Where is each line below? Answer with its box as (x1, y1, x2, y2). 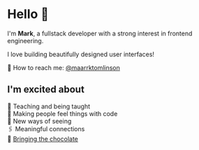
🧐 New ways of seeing (7, 117, 72, 125)
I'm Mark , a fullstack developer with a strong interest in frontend (7, 29, 193, 37)
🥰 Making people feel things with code (7, 109, 118, 117)
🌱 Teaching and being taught (7, 102, 91, 110)
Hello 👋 (7, 6, 49, 22)
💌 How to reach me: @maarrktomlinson (7, 63, 121, 72)
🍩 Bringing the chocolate (7, 135, 79, 143)
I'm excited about (7, 83, 85, 96)
